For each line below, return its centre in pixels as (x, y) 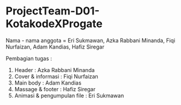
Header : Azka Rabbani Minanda (54, 70)
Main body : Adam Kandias (48, 83)
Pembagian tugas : (29, 58)
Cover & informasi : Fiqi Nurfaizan (56, 76)
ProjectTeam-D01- (53, 11)
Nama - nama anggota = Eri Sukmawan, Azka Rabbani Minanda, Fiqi (91, 40)
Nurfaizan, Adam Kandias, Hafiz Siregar (55, 47)
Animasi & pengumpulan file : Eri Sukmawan (69, 95)
